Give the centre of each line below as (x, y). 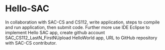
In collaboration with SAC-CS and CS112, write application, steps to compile (82, 22)
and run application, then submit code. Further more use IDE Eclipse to (78, 27)
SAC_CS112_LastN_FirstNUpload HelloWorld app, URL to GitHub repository (81, 38)
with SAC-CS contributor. (31, 43)
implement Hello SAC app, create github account (55, 32)
